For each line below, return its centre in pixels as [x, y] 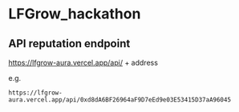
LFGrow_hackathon [75, 14]
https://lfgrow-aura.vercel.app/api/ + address [83, 62]
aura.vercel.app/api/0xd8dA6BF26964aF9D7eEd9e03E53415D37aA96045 [119, 100]
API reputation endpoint [69, 44]
